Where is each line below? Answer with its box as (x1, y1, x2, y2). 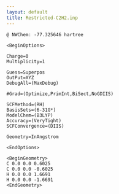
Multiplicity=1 (6, 58, 45, 64)
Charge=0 (6, 53, 29, 59)
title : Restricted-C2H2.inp (6, 15, 79, 21)
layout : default (6, 9, 48, 15)
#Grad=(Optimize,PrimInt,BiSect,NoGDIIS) (6, 90, 114, 97)
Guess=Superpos (6, 69, 45, 76)
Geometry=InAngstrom (6, 133, 60, 140)
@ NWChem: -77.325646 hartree (6, 31, 84, 37)
